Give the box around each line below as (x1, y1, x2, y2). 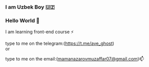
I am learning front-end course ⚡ (5, 29, 74, 35)
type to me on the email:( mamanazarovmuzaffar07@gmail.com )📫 (5, 56, 144, 62)
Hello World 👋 (5, 17, 40, 24)
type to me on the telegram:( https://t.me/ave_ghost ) (5, 40, 115, 46)
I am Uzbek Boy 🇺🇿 (5, 4, 55, 11)
